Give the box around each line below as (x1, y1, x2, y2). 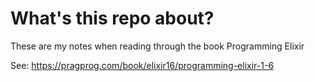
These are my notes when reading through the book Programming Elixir (10, 40, 305, 52)
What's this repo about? (10, 7, 215, 30)
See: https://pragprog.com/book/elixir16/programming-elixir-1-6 (10, 59, 275, 71)
